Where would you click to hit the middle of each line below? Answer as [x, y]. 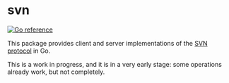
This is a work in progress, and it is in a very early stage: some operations [115, 64]
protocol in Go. [29, 51]
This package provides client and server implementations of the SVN [107, 43]
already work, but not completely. [56, 72]
